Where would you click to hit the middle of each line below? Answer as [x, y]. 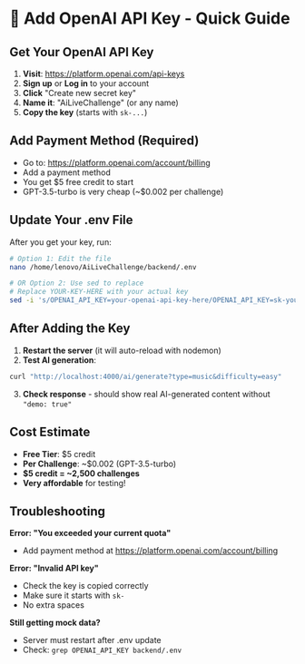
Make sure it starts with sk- [74, 596]
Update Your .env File [71, 220]
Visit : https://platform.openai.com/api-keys [103, 73]
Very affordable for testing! [74, 483]
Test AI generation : [59, 360]
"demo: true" [47, 404]
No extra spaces [53, 605]
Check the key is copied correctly [85, 586]
